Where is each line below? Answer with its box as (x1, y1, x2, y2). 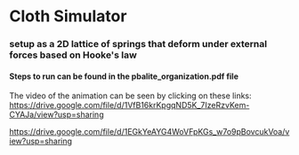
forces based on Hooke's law (9, 49, 138, 61)
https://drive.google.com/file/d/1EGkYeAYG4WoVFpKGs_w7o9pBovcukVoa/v (9, 127, 290, 137)
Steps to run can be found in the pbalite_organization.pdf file (9, 71, 238, 81)
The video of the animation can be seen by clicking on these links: (9, 90, 252, 101)
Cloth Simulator (9, 6, 127, 27)
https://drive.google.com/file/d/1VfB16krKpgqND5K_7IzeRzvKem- (9, 100, 250, 111)
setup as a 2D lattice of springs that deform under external (9, 38, 268, 50)
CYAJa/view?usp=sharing (9, 109, 104, 120)
